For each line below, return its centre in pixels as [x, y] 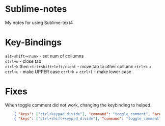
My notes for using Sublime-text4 [39, 23]
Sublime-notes [36, 9]
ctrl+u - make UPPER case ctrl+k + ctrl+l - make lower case [68, 72]
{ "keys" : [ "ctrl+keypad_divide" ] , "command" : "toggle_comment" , [82, 114]
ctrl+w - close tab [23, 61]
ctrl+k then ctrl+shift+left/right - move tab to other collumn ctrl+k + [79, 66]
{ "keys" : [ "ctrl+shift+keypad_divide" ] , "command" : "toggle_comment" [88, 119]
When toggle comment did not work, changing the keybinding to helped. [78, 105]
